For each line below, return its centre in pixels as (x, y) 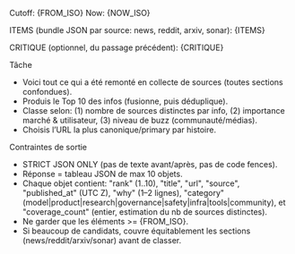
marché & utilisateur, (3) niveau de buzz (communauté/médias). (140, 120)
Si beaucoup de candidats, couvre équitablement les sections (136, 231)
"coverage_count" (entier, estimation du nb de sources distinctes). (144, 212)
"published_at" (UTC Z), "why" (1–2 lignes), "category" (123, 193)
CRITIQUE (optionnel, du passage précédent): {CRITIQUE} (117, 47)
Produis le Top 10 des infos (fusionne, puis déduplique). (125, 101)
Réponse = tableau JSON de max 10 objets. (102, 174)
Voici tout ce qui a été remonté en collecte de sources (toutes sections (153, 82)
